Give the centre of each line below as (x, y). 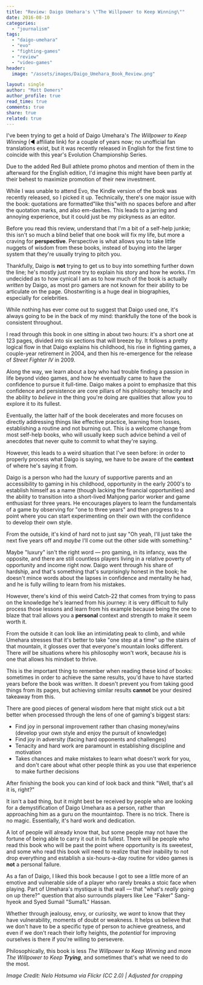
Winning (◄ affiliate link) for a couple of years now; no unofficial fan (91, 142)
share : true (21, 112)
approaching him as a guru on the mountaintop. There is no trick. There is (98, 814)
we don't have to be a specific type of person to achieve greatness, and (96, 926)
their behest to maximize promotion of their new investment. (81, 180)
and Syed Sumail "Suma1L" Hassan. (67, 902)
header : (16, 68)
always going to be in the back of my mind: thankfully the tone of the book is (101, 316)
